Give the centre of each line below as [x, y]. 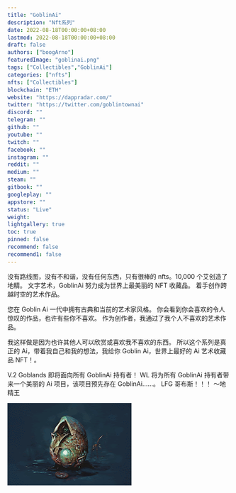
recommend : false [33, 247]
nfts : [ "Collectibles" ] [43, 82]
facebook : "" [27, 150]
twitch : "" [23, 142]
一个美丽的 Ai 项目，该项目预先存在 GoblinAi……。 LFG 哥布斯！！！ [113, 384]
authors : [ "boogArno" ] [41, 52]
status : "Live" [30, 209]
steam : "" [22, 180]
